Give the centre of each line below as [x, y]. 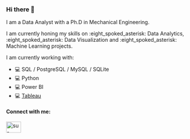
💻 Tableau [28, 96]
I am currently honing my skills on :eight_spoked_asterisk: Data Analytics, [95, 34]
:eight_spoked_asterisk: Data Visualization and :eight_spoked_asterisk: [91, 40]
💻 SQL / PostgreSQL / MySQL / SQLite [62, 69]
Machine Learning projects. [39, 46]
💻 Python [27, 78]
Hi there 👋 [21, 9]
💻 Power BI [29, 87]
